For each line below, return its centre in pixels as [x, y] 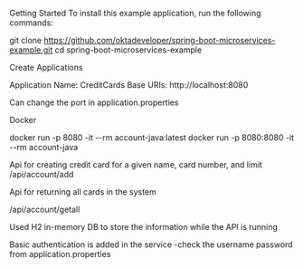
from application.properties [60, 254]
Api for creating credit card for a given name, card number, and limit [136, 165]
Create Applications [46, 67]
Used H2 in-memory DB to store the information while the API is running [144, 227]
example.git [31, 50]
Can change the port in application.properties [94, 102]
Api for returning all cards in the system [83, 192]
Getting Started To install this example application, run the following [135, 13]
